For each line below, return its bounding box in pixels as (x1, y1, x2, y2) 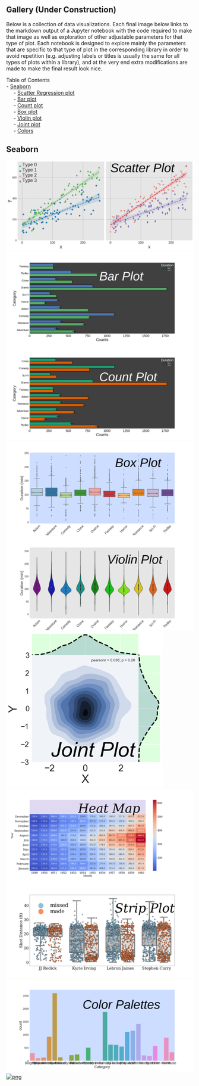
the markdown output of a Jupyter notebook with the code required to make (6, 27, 192, 34)
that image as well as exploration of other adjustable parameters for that (6, 33, 183, 41)
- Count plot (13, 101, 43, 109)
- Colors (13, 127, 34, 134)
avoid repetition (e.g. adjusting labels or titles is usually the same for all (6, 52, 180, 59)
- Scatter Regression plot (13, 89, 75, 96)
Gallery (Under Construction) (6, 5, 117, 15)
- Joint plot (13, 120, 40, 127)
